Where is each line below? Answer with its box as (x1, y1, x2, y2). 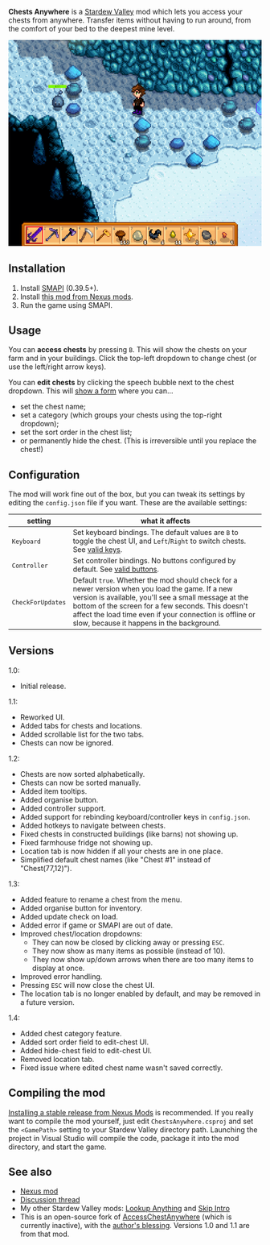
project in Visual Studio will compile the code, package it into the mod (8, 1133, 239, 1143)
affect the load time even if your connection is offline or (72, 610, 256, 620)
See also (8, 1164, 52, 1179)
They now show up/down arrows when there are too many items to (31, 954, 255, 964)
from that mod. (19, 1229, 70, 1239)
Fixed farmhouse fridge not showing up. (19, 837, 153, 847)
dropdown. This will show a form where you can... (8, 386, 174, 396)
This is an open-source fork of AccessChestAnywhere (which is (19, 1212, 232, 1222)
